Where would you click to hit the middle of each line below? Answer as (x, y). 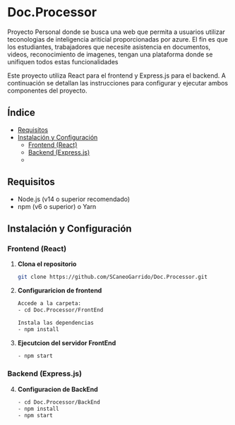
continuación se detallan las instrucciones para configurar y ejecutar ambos (118, 83)
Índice (21, 113)
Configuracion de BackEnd (58, 389)
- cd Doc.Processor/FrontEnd (60, 310)
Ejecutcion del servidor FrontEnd (67, 342)
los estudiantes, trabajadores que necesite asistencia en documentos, (109, 47)
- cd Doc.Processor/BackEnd (59, 402)
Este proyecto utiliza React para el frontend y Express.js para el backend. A (116, 76)
